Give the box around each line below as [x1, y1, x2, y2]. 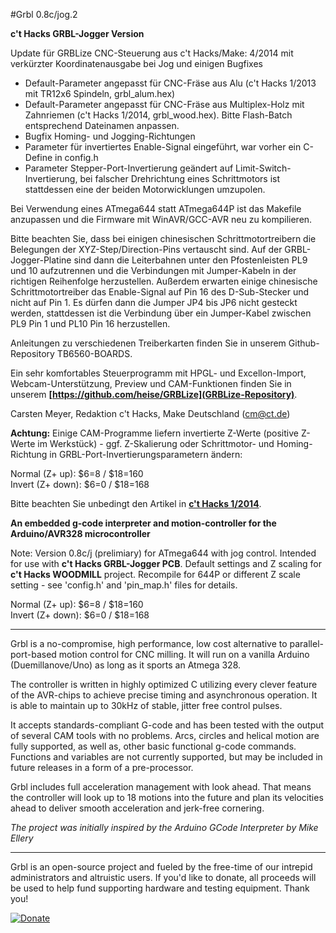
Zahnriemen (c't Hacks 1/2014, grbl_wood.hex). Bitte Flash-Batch [24, 109, 293, 121]
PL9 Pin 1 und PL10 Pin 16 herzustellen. [10, 318, 171, 329]
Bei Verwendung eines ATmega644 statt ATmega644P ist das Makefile [10, 203, 302, 214]
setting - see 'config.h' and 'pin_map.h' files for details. [10, 579, 238, 591]
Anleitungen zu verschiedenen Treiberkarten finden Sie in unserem [10, 337, 287, 349]
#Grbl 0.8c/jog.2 [10, 9, 78, 20]
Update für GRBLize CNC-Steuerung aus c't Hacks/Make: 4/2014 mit [10, 47, 294, 59]
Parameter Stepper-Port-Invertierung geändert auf [24, 162, 234, 174]
